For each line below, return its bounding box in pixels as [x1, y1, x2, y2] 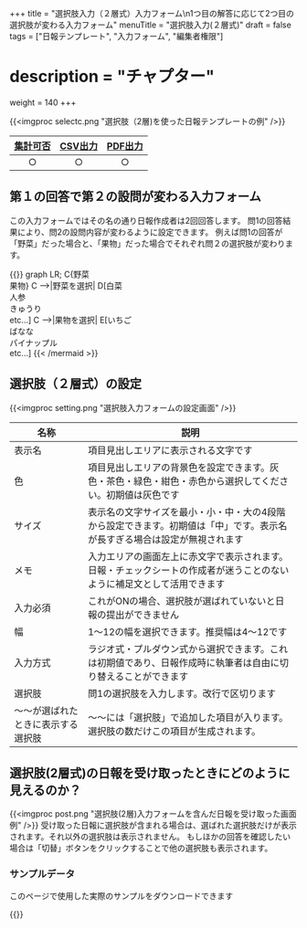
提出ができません [106, 608, 180, 621]
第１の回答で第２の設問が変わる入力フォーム [9, 189, 262, 205]
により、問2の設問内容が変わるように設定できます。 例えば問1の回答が [16, 227, 283, 237]
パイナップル [9, 337, 58, 348]
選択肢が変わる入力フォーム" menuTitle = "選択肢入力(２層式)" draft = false [9, 19, 292, 30]
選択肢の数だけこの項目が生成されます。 [88, 724, 261, 737]
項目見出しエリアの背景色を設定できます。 [88, 460, 270, 473]
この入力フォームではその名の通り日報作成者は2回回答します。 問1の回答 [9, 215, 283, 226]
